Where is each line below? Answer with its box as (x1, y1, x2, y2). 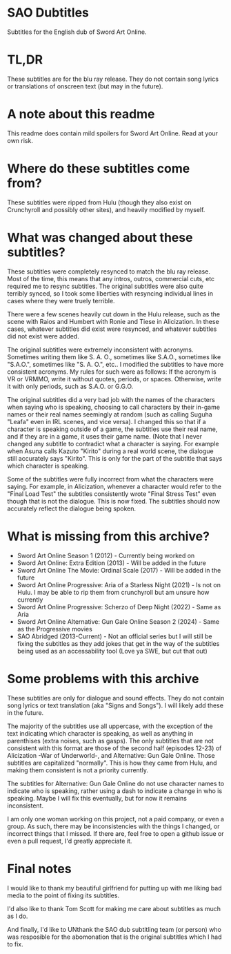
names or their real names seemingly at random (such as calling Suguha (7, 410, 212, 419)
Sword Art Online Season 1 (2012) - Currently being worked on (17, 551, 195, 560)
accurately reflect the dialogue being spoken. (7, 504, 137, 513)
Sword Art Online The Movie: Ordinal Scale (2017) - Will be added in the (17, 566, 221, 574)
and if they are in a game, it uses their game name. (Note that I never (7, 432, 202, 440)
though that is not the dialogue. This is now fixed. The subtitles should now (7, 497, 221, 505)
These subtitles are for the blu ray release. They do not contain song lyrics (7, 75, 219, 83)
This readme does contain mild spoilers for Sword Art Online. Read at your (7, 129, 219, 137)
